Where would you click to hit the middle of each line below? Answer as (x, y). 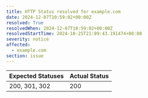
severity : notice (28, 39)
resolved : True (25, 23)
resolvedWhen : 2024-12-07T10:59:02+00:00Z (59, 28)
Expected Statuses (37, 76)
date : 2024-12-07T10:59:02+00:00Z (49, 17)
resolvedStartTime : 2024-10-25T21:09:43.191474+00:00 (74, 34)
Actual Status (89, 76)
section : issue (25, 56)
